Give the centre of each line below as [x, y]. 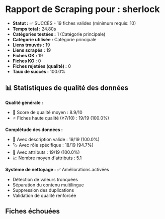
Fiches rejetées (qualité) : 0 [42, 66]
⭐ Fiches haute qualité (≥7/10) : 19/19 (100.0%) [61, 118]
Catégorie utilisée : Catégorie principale [54, 39]
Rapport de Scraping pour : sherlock [82, 9]
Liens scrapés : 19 [32, 50]
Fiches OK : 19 [28, 55]
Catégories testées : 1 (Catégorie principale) [59, 34]
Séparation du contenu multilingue [48, 185]
